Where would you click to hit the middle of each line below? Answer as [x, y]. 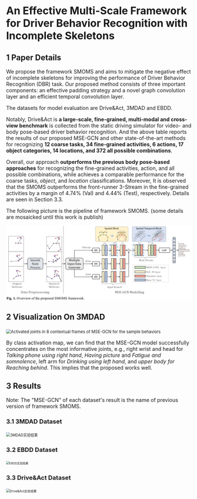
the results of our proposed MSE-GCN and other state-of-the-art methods [96, 138]
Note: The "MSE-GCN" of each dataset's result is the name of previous [92, 400]
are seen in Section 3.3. [35, 199]
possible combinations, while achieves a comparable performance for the [95, 174]
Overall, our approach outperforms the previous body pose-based [88, 162]
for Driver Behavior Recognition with [97, 23]
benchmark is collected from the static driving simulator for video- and [105, 125]
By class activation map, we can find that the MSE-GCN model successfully [98, 343]
